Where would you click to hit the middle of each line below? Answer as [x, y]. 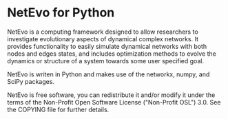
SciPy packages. [31, 81]
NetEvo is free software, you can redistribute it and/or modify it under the [111, 95]
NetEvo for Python [61, 13]
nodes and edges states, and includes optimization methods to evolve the [112, 54]
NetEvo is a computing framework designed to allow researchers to [103, 32]
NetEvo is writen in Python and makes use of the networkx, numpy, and [108, 74]
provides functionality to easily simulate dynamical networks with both [107, 46]
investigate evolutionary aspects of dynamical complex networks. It [103, 39]
